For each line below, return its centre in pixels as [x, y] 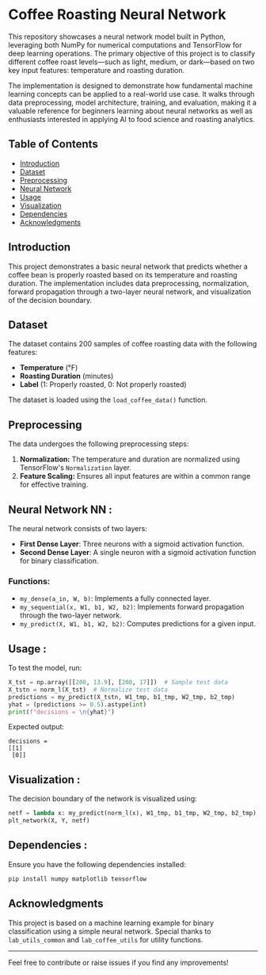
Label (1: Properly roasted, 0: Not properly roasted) [103, 384]
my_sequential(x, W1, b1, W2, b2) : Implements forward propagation [132, 607]
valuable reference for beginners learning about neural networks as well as [131, 111]
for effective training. [54, 484]
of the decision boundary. [50, 300]
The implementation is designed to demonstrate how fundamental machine [131, 86]
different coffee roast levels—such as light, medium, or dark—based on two [131, 62]
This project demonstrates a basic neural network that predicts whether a [128, 266]
